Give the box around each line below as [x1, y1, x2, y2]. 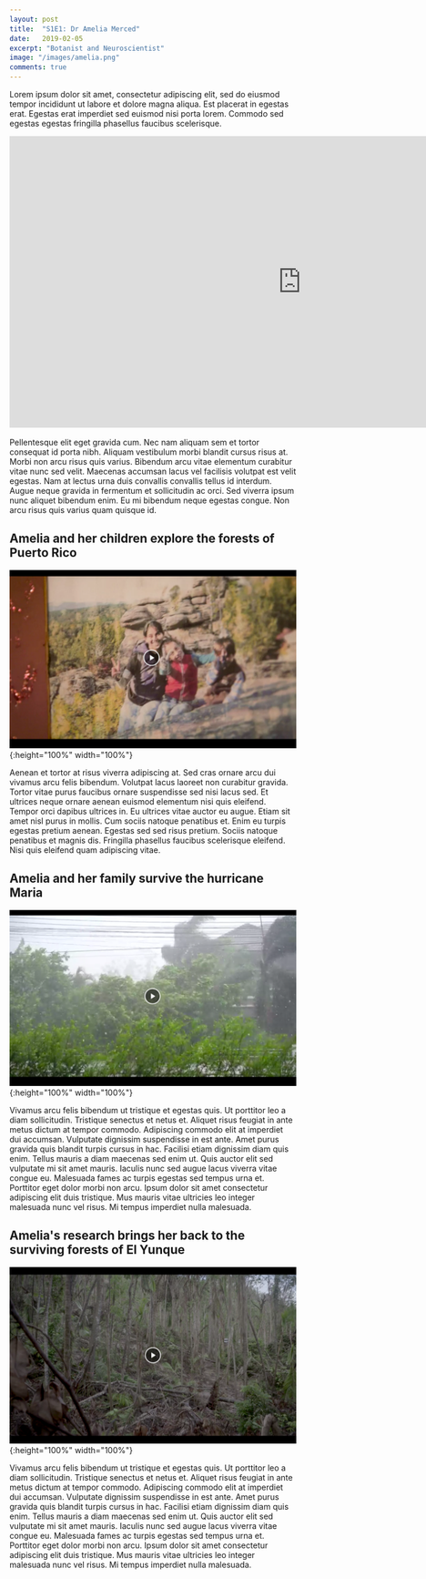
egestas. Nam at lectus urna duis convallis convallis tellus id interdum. [9, 476, 272, 487]
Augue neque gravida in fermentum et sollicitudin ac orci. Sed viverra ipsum [9, 486, 294, 496]
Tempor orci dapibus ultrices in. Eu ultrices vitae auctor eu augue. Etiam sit [9, 805, 290, 816]
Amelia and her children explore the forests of [9, 531, 275, 547]
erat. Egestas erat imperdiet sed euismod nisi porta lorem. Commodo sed [9, 108, 284, 118]
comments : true [9, 63, 67, 72]
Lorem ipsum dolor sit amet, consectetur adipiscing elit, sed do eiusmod [9, 89, 280, 99]
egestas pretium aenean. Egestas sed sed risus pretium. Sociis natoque [9, 825, 279, 836]
